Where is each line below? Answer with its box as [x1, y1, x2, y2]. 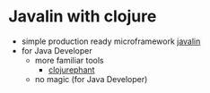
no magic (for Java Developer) [34, 73, 148, 84]
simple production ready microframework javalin [21, 36, 201, 46]
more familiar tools [34, 55, 104, 65]
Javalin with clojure [8, 6, 157, 27]
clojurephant [48, 64, 95, 75]
